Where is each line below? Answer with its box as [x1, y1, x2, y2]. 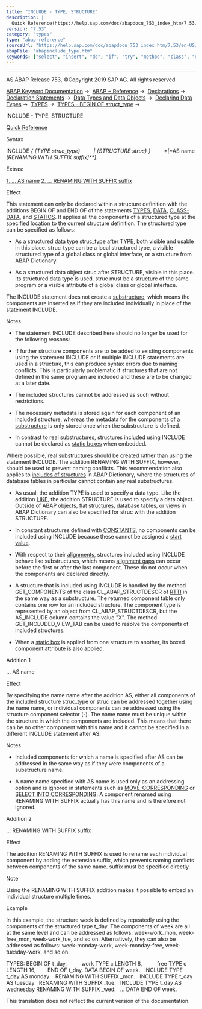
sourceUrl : [6, 43, 34, 49]
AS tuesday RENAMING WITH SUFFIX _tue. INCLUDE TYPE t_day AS [6, 979, 182, 986]
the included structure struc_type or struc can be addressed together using [6, 698, 193, 705]
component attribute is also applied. [14, 645, 105, 652]
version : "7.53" [6, 25, 47, 32]
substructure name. [14, 766, 64, 773]
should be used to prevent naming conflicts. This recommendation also [6, 464, 182, 472]
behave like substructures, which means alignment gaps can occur [14, 557, 182, 565]
